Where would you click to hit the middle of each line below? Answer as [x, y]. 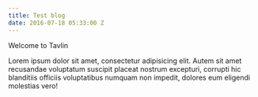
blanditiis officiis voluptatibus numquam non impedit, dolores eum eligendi [129, 77]
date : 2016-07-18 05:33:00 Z [56, 23]
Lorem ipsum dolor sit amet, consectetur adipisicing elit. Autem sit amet [125, 61]
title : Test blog [37, 15]
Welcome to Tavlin [38, 45]
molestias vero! [33, 86]
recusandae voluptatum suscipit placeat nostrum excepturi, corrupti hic [125, 69]
